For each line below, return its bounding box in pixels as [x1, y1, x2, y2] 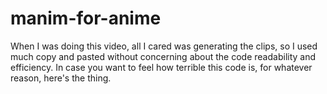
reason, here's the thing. [10, 72, 112, 84]
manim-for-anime [10, 7, 162, 30]
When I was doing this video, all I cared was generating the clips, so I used [10, 40, 318, 52]
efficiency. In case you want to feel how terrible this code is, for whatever [10, 61, 313, 73]
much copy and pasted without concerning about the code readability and [10, 50, 317, 62]
